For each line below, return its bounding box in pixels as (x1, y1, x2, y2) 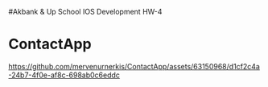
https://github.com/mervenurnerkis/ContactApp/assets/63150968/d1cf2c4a (8, 61, 260, 71)
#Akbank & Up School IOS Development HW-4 (8, 7, 163, 16)
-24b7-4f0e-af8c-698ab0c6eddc (8, 70, 121, 80)
